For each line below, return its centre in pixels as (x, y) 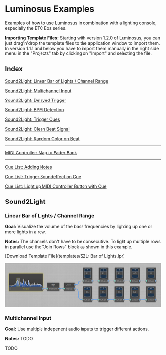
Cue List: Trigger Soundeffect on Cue (43, 176)
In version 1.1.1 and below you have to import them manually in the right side (82, 48)
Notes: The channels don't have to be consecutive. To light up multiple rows (83, 242)
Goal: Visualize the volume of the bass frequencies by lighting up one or (79, 227)
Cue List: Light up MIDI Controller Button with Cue (56, 186)
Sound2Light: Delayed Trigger (36, 100)
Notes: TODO (19, 338)
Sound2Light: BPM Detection (35, 109)
